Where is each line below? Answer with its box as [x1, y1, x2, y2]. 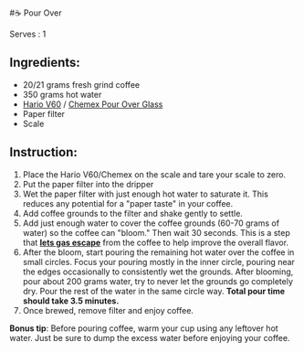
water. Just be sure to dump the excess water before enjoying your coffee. [9, 332, 290, 343]
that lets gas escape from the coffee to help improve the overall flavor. [22, 237, 289, 248]
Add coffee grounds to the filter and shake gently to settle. [22, 208, 244, 219]
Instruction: [9, 144, 78, 160]
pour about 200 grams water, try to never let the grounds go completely [22, 275, 294, 286]
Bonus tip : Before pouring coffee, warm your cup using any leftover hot [9, 323, 278, 334]
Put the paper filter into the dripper [22, 178, 154, 189]
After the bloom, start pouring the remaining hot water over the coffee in [22, 246, 295, 258]
